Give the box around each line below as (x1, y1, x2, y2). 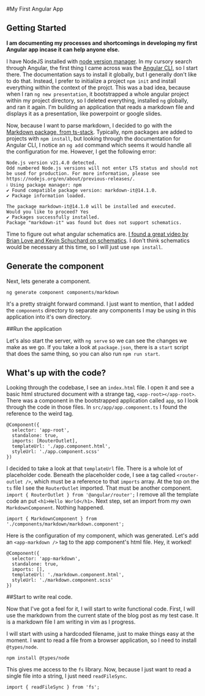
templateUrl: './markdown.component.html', (12, 572, 124, 578)
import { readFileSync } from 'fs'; (6, 684, 100, 690)
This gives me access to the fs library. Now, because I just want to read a (6, 666, 192, 673)
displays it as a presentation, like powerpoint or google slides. (6, 110, 162, 117)
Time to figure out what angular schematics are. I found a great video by (6, 230, 188, 238)
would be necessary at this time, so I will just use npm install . (6, 243, 163, 250)
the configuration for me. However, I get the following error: (6, 147, 157, 155)
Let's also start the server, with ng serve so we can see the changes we (6, 337, 187, 344)
